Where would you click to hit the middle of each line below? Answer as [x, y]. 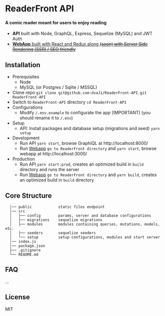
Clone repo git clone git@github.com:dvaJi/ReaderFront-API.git [80, 92]
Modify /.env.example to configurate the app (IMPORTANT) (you [85, 113]
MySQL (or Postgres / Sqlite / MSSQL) [58, 88]
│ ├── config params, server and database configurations [81, 216]
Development [26, 138]
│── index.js [23, 242]
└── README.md [24, 255]
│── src [18, 211]
